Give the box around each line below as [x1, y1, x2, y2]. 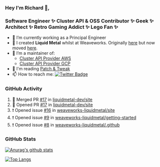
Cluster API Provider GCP [19, 61, 71, 66]
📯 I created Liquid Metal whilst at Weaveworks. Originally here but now [12, 40, 155, 46]
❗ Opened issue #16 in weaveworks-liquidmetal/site [12, 107, 115, 113]
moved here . [12, 45, 38, 51]
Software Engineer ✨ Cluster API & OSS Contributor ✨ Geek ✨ [5, 17, 154, 24]
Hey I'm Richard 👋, [5, 4, 50, 11]
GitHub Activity [5, 85, 42, 92]
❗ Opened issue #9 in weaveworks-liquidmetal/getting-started [12, 114, 137, 120]
